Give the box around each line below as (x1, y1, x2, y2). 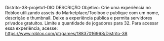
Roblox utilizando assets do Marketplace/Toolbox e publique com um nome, (5, 10, 160, 16)
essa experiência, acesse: (5, 25, 58, 31)
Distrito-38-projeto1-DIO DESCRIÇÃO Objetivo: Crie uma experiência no (5, 5, 151, 10)
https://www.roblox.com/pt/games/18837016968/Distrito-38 (5, 31, 127, 36)
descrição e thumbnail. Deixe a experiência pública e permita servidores (5, 15, 153, 20)
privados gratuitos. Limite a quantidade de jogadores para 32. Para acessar (5, 20, 159, 26)
